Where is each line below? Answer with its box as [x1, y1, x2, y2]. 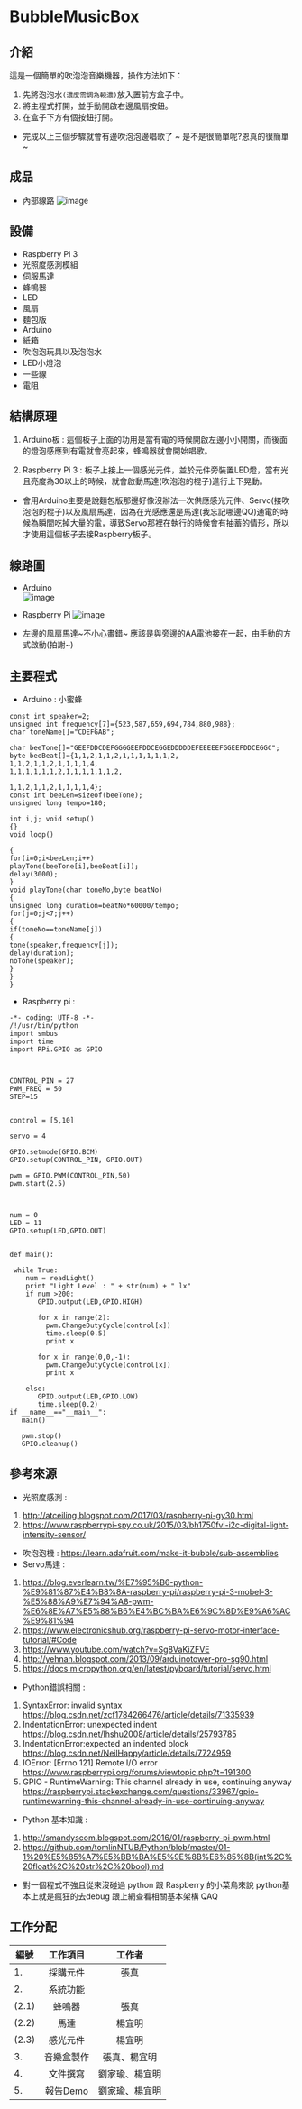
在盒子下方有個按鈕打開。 [22, 112, 118, 123]
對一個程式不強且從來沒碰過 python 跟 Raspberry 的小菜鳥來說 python [22, 1879, 282, 1890]
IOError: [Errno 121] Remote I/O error [22, 1756, 158, 1768]
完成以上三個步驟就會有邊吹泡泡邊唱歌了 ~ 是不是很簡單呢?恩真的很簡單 [22, 131, 290, 142]
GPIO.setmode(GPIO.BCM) [9, 1148, 99, 1157]
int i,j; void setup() [9, 814, 95, 824]
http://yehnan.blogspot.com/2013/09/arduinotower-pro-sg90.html [22, 1653, 269, 1664]
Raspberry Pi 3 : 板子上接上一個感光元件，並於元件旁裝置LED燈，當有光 [22, 464, 289, 475]
